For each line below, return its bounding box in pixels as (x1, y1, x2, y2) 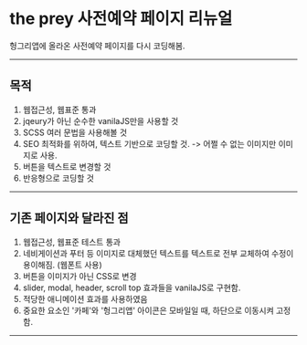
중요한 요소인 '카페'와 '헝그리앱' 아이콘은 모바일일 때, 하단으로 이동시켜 (22, 305, 274, 316)
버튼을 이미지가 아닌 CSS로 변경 (22, 270, 137, 281)
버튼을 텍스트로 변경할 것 (22, 161, 111, 172)
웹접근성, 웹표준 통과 (22, 104, 97, 115)
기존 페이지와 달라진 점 (9, 211, 130, 226)
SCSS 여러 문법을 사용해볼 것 (22, 127, 128, 138)
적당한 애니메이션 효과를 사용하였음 (22, 293, 148, 304)
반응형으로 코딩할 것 (22, 172, 94, 183)
